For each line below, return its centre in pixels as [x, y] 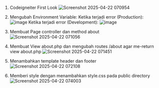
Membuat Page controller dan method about [54, 32]
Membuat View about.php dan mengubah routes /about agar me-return [82, 46]
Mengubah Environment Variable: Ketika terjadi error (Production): [77, 17]
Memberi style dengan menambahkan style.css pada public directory [80, 76]
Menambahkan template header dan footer [53, 61]
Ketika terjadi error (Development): [64, 22]
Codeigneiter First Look [33, 8]
